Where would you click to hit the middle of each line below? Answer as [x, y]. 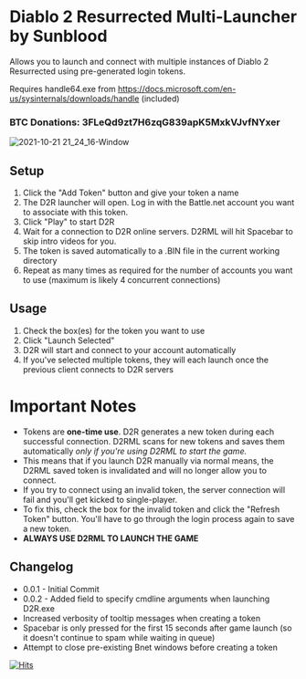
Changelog [42, 567]
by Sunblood [58, 36]
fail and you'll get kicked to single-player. [100, 499]
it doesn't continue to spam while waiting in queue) [119, 637]
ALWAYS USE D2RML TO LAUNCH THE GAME [111, 538]
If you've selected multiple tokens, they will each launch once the [146, 360]
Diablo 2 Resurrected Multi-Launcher [153, 17]
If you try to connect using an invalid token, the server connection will [154, 489]
